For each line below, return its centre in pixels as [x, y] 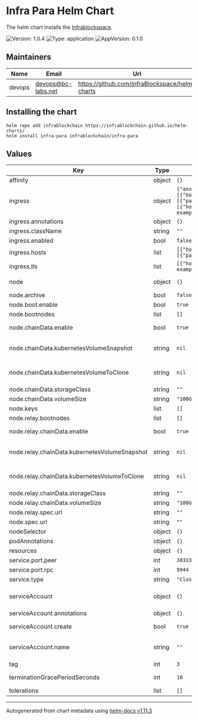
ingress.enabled [31, 241]
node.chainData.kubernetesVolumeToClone [69, 372]
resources [23, 551]
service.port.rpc [32, 570]
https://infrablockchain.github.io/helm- [137, 125]
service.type [27, 580]
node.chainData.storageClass [50, 389]
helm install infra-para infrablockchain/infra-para [72, 136]
